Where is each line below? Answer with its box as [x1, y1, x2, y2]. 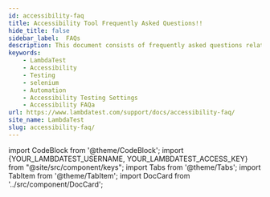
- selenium [22, 78, 59, 86]
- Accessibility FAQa [22, 101, 95, 109]
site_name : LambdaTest [8, 116, 84, 124]
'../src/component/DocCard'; [8, 179, 104, 189]
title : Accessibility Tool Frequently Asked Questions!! [8, 19, 203, 27]
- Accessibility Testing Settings [22, 94, 138, 102]
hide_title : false [8, 26, 70, 34]
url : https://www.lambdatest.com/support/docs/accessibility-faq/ [8, 109, 235, 117]
